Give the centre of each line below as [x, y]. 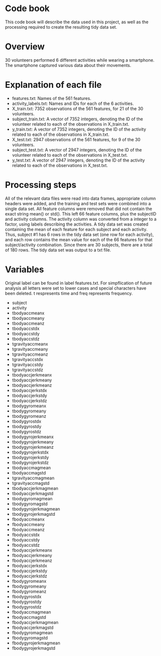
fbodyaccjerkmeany [32, 555]
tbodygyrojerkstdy [30, 457]
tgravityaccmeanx [30, 344]
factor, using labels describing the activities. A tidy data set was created [77, 224]
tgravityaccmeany [30, 349]
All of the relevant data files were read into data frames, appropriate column [80, 198]
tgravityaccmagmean [33, 478]
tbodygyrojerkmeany [33, 442]
